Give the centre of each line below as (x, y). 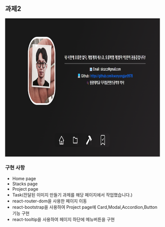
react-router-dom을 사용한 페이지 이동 (50, 201)
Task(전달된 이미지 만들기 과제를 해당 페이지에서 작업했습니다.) (72, 195)
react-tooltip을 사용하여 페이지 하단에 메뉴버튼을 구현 (63, 220)
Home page (24, 179)
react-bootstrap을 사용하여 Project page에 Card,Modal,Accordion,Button (85, 207)
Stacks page (25, 184)
